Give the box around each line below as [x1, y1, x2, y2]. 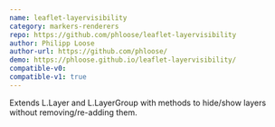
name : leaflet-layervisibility [9, 13, 128, 23]
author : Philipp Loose [9, 38, 95, 48]
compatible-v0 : [9, 64, 67, 73]
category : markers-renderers [9, 22, 119, 31]
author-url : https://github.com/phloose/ [9, 47, 168, 56]
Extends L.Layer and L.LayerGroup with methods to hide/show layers [9, 97, 267, 108]
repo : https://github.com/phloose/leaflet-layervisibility [9, 30, 237, 39]
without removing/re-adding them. [9, 106, 137, 118]
